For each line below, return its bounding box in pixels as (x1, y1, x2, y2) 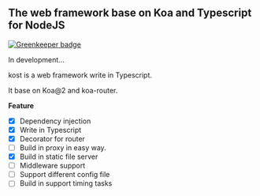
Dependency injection (19, 116, 91, 126)
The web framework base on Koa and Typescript (8, 6, 252, 20)
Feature (8, 100, 34, 110)
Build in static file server (19, 152, 98, 161)
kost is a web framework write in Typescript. (8, 70, 152, 80)
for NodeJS (8, 19, 65, 32)
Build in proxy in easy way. (19, 143, 106, 153)
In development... (8, 55, 65, 64)
